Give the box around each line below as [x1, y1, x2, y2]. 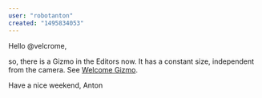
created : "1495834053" [8, 19, 84, 27]
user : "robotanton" [8, 11, 74, 20]
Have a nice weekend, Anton [8, 80, 103, 90]
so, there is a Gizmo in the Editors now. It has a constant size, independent [8, 57, 255, 66]
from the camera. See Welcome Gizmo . [8, 65, 139, 74]
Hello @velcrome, [8, 41, 67, 50]
